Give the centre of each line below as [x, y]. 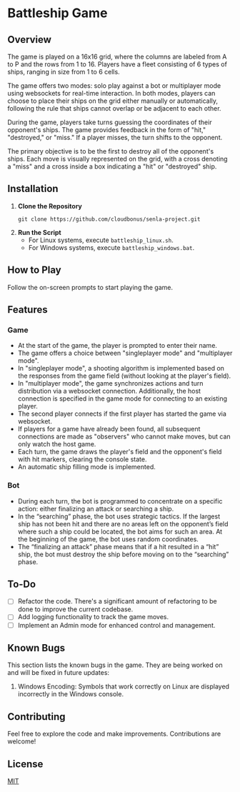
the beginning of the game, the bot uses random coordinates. [108, 539]
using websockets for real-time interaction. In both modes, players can [111, 93]
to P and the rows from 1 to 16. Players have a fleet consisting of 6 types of [117, 64]
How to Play [35, 270]
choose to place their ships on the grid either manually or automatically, [113, 101]
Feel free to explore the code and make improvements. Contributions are [114, 734]
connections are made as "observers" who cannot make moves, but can [124, 436]
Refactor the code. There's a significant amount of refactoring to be [117, 601]
